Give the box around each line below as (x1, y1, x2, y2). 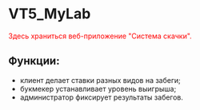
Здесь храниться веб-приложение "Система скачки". (8, 31, 192, 41)
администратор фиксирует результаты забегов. (19, 92, 184, 102)
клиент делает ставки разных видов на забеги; (19, 75, 182, 84)
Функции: (8, 54, 60, 68)
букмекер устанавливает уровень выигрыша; (19, 84, 177, 93)
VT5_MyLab (8, 5, 91, 23)
